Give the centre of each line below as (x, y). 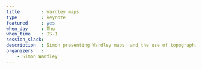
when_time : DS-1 (32, 34)
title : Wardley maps (43, 12)
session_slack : (25, 40)
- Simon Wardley (38, 56)
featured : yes (31, 23)
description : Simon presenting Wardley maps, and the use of (87, 46)
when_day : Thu (31, 28)
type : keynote (36, 17)
